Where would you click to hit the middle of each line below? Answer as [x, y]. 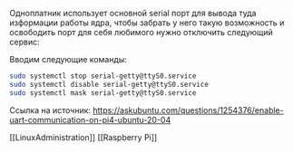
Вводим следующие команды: [68, 59]
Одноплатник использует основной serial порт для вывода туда [133, 13]
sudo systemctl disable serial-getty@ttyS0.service [109, 84]
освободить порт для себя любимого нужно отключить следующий [142, 32]
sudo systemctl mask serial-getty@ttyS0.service [103, 93]
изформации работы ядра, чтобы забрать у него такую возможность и [147, 23]
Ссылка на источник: [50, 110]
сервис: [24, 42]
